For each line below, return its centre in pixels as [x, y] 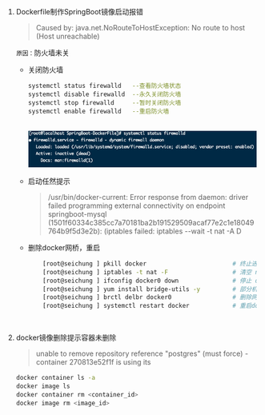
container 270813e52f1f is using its [93, 362]
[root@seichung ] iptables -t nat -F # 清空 [147, 272]
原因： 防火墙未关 [42, 53]
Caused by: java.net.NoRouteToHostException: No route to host [141, 28]
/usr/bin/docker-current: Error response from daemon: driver [148, 197]
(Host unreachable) [68, 36]
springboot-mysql [77, 213]
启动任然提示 [49, 181]
